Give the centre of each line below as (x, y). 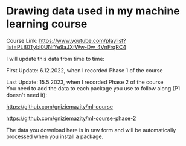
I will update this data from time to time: (55, 59)
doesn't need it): (27, 95)
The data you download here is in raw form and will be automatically (91, 130)
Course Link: (22, 40)
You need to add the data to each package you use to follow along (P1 (93, 88)
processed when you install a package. (55, 136)
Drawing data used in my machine (93, 11)
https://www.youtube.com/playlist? (82, 40)
